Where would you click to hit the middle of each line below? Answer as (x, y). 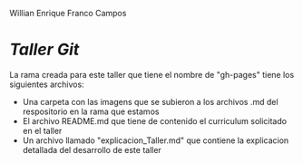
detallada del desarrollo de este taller (92, 149)
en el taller (42, 130)
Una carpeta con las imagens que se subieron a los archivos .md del (150, 101)
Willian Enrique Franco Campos (68, 13)
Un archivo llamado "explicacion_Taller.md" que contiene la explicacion (156, 140)
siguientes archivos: (47, 84)
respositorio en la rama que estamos (91, 111)
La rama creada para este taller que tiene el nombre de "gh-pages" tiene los (152, 74)
